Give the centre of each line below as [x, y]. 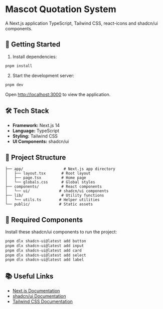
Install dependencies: [35, 56]
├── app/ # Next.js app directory [60, 169]
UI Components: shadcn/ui [41, 142]
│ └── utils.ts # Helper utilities [52, 200]
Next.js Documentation [36, 291]
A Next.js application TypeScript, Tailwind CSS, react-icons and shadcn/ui [81, 23]
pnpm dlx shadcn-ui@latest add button [46, 241]
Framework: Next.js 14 [36, 126]
